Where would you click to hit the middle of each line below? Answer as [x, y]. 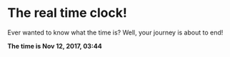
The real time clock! [67, 13]
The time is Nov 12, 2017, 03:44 [55, 46]
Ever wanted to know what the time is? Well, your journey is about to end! [115, 32]
